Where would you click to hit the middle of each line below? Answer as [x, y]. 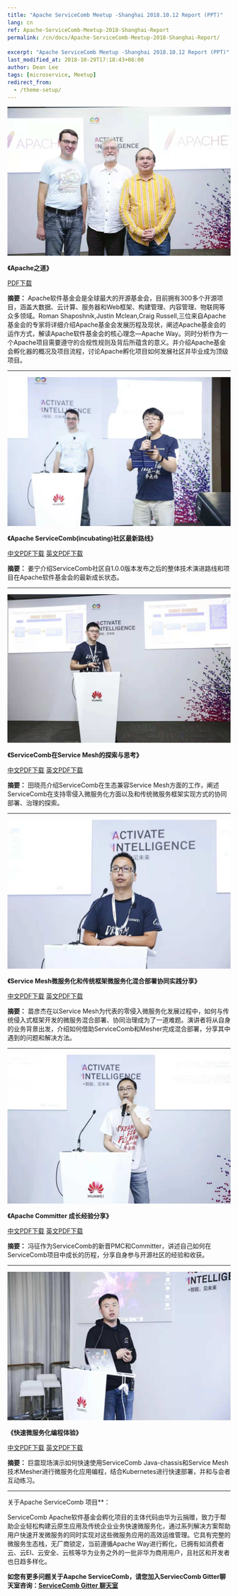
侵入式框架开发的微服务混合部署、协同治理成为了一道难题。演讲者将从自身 [122, 1020]
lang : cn [20, 22]
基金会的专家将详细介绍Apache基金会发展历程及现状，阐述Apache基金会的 [117, 325]
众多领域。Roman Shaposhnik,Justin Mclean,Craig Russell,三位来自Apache [117, 316]
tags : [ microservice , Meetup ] [52, 74]
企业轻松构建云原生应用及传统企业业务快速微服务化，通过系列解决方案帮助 [122, 1526]
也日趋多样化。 [29, 1562]
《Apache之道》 [30, 268]
